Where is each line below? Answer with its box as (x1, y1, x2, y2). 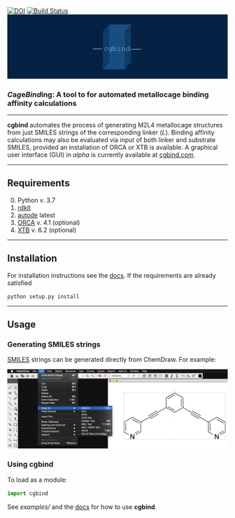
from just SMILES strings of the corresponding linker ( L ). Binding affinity (7, 128, 215, 136)
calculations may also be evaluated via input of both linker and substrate (7, 135, 216, 143)
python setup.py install (7, 293, 80, 300)
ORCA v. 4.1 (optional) (17, 218, 80, 227)
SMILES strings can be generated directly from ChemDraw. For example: (7, 356, 217, 364)
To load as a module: (7, 475, 68, 484)
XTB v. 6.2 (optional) (17, 225, 77, 234)
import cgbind (7, 490, 49, 497)
